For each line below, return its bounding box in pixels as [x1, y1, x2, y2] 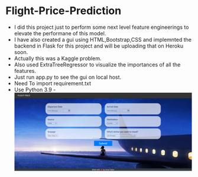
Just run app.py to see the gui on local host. [14, 74, 122, 81]
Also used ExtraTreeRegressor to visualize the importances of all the [14, 61, 181, 68]
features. [14, 67, 37, 74]
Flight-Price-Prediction [5, 4, 122, 18]
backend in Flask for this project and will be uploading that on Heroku [14, 42, 184, 49]
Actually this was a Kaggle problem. [14, 55, 102, 62]
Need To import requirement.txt [14, 79, 92, 86]
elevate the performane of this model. [14, 29, 106, 36]
